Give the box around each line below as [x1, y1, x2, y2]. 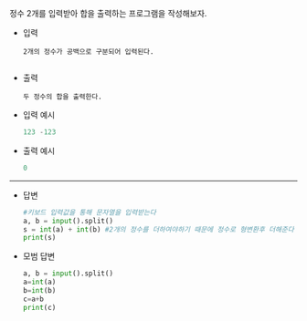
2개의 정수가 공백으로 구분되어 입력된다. [22, 47, 154, 57]
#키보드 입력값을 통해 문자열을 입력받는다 [22, 208, 157, 217]
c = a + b [22, 295, 44, 304]
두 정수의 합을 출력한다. [22, 92, 102, 101]
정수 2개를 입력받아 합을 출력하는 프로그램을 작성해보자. [9, 8, 207, 18]
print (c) [22, 303, 57, 312]
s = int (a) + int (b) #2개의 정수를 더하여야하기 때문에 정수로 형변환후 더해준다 [22, 224, 294, 234]
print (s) [22, 233, 57, 243]
